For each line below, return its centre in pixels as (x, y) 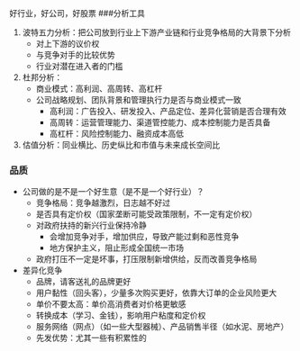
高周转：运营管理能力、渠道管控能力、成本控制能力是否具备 (160, 122)
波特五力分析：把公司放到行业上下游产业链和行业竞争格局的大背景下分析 (156, 32)
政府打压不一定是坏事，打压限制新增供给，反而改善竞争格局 (146, 259)
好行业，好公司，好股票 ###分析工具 (77, 13)
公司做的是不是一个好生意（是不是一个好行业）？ (113, 192)
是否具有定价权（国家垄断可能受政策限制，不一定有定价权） (146, 214)
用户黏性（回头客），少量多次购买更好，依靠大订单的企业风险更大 (156, 293)
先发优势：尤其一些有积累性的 (91, 338)
